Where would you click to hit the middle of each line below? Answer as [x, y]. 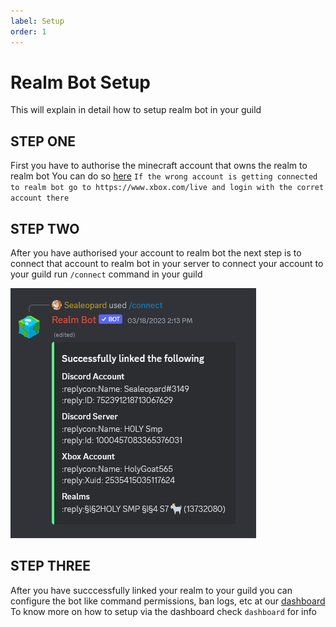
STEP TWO [45, 228]
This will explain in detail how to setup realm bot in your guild [136, 110]
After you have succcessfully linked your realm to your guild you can [151, 590]
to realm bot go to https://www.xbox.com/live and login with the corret [167, 188]
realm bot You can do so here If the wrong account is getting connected [164, 176]
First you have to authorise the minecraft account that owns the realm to [159, 166]
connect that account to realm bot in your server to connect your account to [167, 264]
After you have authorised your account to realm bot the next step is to [156, 253]
